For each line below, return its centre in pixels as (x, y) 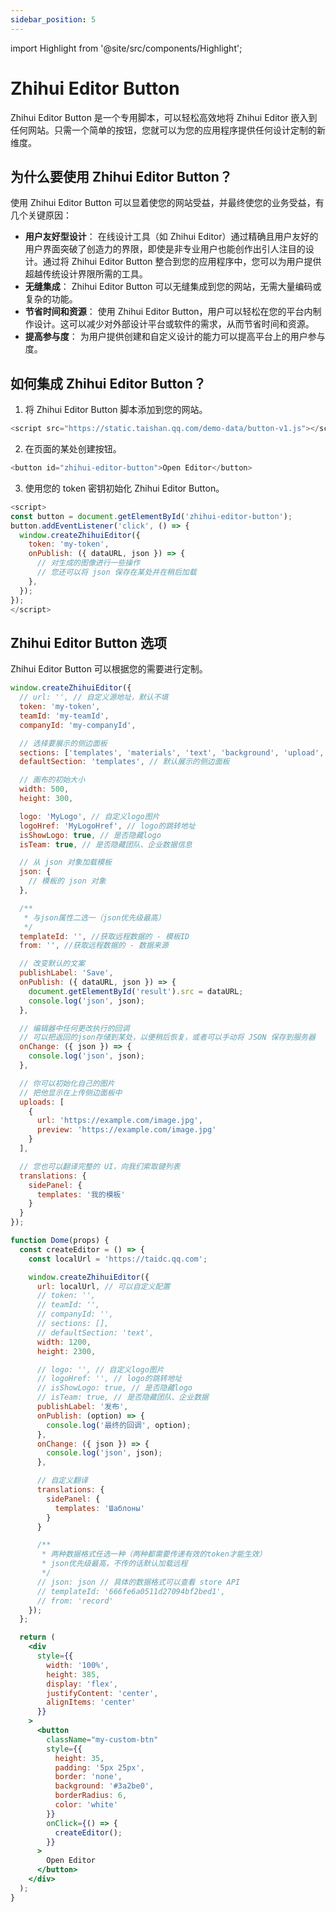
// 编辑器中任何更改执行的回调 (74, 1028)
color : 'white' (86, 1805)
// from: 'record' (75, 1601)
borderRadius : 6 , (91, 1796)
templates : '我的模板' (81, 1194)
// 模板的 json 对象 (67, 881)
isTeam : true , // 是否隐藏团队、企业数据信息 (106, 844)
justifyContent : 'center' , (102, 1693)
